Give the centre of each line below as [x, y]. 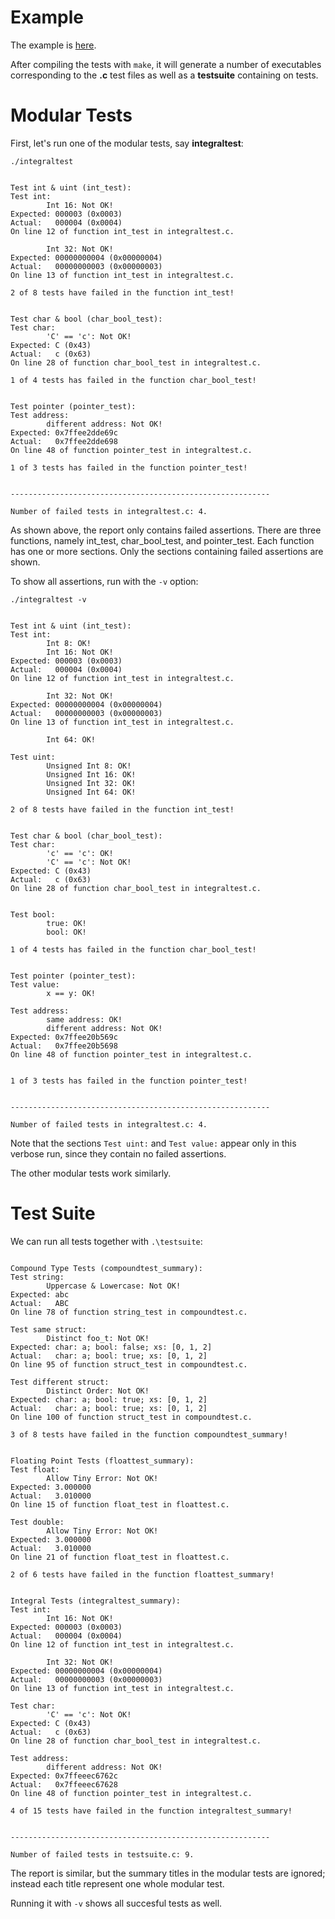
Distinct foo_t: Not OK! [98, 1338]
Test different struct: [60, 1382]
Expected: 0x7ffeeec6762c [64, 1776]
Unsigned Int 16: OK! [91, 774]
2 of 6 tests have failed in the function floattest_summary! [142, 1574]
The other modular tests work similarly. [91, 1173]
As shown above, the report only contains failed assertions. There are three [166, 530]
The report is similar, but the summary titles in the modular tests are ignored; [168, 1873]
